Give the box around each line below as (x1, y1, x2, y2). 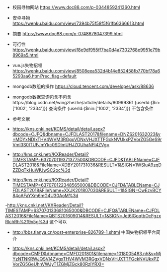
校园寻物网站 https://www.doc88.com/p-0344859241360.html (12, 4, 140, 10)
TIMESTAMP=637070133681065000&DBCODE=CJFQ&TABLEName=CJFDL (5, 207, 160, 213)
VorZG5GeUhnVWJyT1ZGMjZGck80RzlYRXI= (12, 261, 104, 267)
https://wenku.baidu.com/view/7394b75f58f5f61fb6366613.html (12, 20, 144, 26)
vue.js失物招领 (12, 63, 42, 68)
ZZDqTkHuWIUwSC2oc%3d (12, 167, 71, 173)
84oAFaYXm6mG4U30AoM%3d (12, 193, 79, 199)
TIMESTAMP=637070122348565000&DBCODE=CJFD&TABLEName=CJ (12, 182, 160, 188)
